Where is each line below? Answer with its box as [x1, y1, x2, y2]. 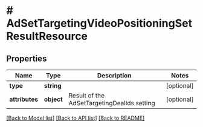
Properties [6, 53, 47, 63]
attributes [9, 95, 38, 103]
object [44, 95, 63, 103]
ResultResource [6, 30, 88, 43]
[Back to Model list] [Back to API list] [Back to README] [6, 114, 145, 122]
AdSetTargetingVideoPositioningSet [6, 16, 192, 30]
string [44, 82, 62, 90]
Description [97, 71, 132, 79]
